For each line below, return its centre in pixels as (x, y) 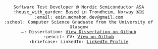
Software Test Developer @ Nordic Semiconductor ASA (79, 7)
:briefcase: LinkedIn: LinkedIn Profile (79, 41)
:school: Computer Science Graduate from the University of (79, 22)
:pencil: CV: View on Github (79, 37)
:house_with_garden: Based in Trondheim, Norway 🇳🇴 (79, 12)
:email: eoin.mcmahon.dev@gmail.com (79, 17)
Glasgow (79, 27)
